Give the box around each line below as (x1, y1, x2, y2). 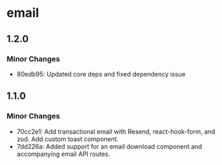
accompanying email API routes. (16, 150, 111, 158)
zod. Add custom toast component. (16, 135, 119, 143)
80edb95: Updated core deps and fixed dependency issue (16, 70, 186, 78)
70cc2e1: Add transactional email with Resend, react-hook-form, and (16, 127, 216, 136)
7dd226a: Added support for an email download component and (16, 142, 202, 150)
